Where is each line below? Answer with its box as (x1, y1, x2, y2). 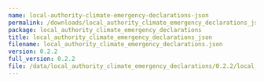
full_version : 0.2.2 (8, 55, 76, 63)
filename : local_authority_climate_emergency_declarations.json (8, 41, 223, 48)
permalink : (8, 19, 44, 27)
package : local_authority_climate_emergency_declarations (8, 26, 202, 34)
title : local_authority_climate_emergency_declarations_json (8, 33, 213, 41)
